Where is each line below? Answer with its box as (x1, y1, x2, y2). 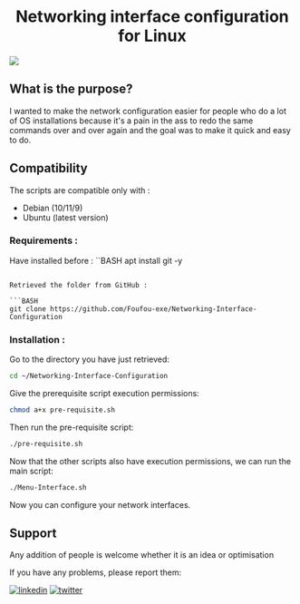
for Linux (117, 25, 188, 46)
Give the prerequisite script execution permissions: (9, 388, 199, 399)
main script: (9, 465, 54, 476)
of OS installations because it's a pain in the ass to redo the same (9, 115, 254, 126)
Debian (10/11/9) (22, 202, 83, 213)
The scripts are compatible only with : (9, 184, 150, 196)
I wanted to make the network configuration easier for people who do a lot (9, 105, 287, 116)
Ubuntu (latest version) (22, 211, 109, 223)
